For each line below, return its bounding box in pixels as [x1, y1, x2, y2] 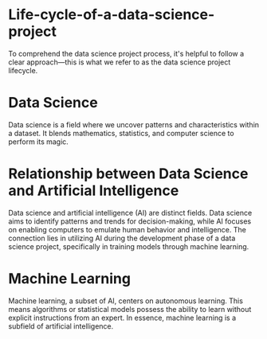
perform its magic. [8, 137, 69, 146]
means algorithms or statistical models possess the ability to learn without [8, 304, 252, 314]
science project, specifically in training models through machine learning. [8, 241, 249, 251]
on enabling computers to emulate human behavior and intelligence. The [8, 224, 247, 234]
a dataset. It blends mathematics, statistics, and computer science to [8, 128, 234, 138]
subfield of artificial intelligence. [8, 321, 114, 331]
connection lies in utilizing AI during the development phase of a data [8, 233, 236, 243]
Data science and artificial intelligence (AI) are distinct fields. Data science [8, 208, 253, 217]
